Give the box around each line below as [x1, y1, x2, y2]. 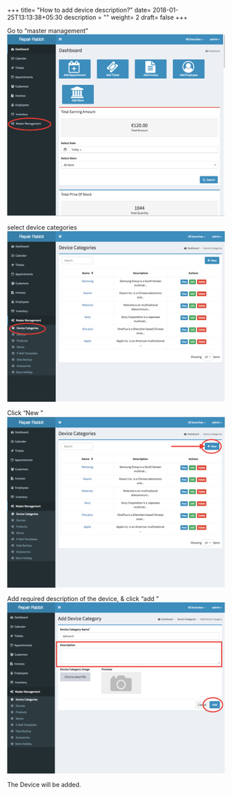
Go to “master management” [7, 27, 88, 35]
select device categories [7, 223, 77, 231]
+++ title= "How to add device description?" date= [7, 6, 152, 14]
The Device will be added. [7, 780, 81, 788]
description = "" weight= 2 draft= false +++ [64, 13, 188, 21]
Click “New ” [7, 408, 43, 417]
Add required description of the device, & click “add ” [7, 595, 159, 603]
